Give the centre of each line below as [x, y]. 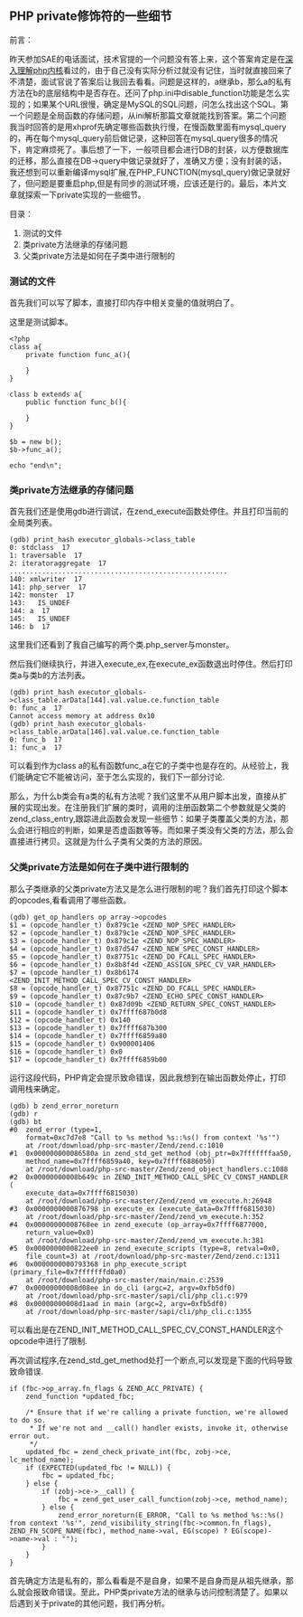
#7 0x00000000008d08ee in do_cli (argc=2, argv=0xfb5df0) [123, 1288]
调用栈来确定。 [37, 1089]
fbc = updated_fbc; [78, 1475]
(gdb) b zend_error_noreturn [64, 1106]
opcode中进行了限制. [49, 1340]
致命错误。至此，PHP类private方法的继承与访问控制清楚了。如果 [160, 1592]
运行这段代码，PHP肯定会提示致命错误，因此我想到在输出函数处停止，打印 [148, 1077]
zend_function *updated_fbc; [80, 1396]
